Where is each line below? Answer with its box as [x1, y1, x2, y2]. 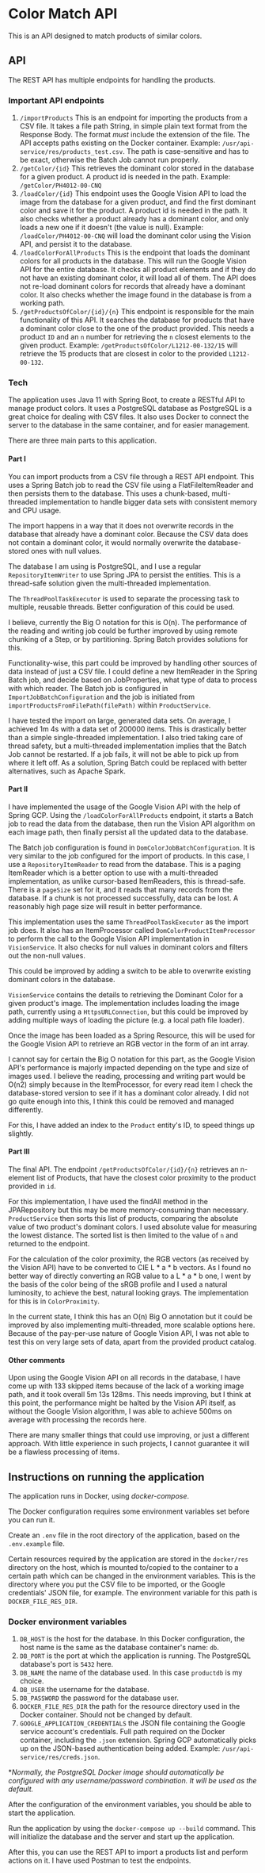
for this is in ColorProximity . [8, 1296, 100, 1306]
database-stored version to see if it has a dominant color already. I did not [8, 1088, 249, 1097]
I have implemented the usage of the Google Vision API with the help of [8, 802, 241, 812]
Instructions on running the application [8, 1470, 205, 1483]
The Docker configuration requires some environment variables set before [8, 1506, 250, 1516]
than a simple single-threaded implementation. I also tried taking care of [8, 732, 244, 742]
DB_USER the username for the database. [19, 1685, 150, 1695]
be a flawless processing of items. [8, 1447, 120, 1457]
